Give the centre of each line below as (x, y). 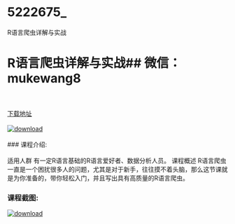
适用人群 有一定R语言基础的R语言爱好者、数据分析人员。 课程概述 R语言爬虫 (117, 160)
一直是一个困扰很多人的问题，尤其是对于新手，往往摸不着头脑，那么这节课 (114, 169)
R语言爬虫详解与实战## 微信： (94, 63)
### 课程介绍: (27, 144)
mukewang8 (44, 79)
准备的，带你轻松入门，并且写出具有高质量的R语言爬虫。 (107, 178)
